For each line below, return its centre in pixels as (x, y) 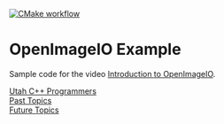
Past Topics (31, 100)
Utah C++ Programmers (53, 91)
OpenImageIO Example (95, 50)
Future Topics (34, 110)
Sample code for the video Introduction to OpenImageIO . (112, 74)
